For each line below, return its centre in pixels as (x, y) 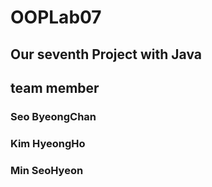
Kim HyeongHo (48, 143)
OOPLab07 (56, 17)
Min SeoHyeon (47, 170)
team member (55, 87)
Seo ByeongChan (53, 116)
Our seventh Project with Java (106, 54)
